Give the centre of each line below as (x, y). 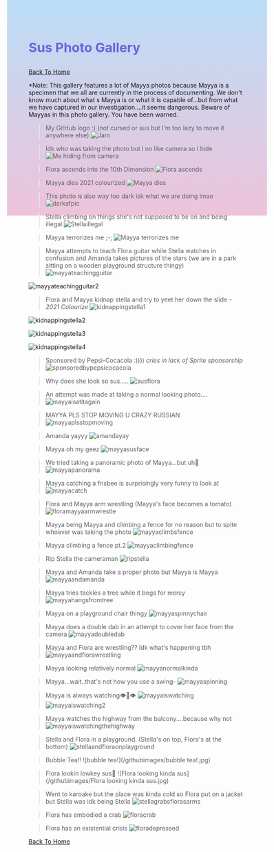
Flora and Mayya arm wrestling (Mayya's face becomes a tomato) (138, 504)
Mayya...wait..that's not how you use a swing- (110, 682)
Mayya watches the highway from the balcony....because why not (139, 719)
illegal (54, 224)
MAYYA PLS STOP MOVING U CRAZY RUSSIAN (113, 415)
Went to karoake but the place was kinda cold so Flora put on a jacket (144, 794)
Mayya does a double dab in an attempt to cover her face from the (139, 627)
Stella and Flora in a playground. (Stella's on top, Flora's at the (134, 739)
